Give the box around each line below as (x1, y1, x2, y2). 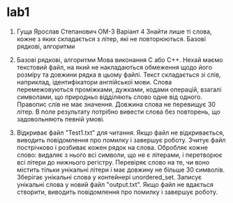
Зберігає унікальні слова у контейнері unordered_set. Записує (16, 172, 202, 181)
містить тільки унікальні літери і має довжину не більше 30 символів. (16, 165, 225, 174)
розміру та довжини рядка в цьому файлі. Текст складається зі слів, (16, 70, 221, 79)
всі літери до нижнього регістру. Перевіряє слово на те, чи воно (16, 158, 210, 166)
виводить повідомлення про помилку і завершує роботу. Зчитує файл (16, 135, 226, 144)
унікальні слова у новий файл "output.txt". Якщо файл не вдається (16, 180, 214, 188)
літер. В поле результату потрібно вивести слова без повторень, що (16, 107, 221, 116)
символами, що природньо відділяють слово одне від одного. (16, 92, 203, 101)
